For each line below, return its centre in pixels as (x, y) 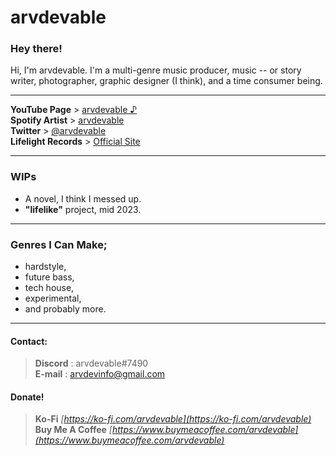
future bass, (49, 277)
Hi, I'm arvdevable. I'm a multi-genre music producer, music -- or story (156, 70)
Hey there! (36, 49)
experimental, (53, 298)
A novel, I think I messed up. (83, 198)
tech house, (49, 288)
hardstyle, (45, 267)
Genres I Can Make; (59, 244)
